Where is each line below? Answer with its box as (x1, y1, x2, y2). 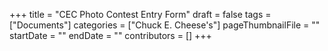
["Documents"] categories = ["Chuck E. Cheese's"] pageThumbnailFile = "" (9, 19, 321, 31)
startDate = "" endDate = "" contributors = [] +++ (9, 30, 212, 41)
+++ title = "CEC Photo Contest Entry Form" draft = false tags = (9, 9, 272, 20)
